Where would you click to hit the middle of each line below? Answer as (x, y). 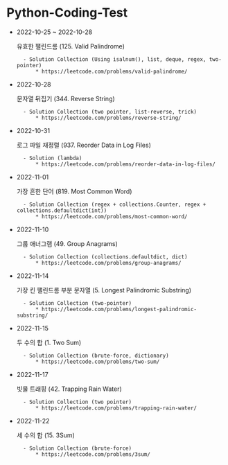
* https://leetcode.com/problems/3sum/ (93, 454)
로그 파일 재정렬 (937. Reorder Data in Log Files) (84, 145)
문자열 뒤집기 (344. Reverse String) (65, 98)
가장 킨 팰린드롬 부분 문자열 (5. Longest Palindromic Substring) (104, 290)
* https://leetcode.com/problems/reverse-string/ (108, 118)
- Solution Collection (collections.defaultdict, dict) (105, 257)
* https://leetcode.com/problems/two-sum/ (97, 362)
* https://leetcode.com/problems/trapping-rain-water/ (116, 408)
